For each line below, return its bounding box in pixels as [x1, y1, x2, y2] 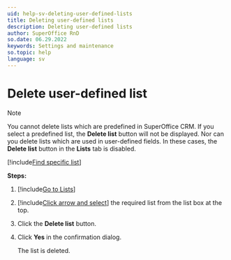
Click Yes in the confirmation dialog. [17, 233, 122, 241]
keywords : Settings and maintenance [7, 43, 114, 49]
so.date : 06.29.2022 [7, 36, 68, 43]
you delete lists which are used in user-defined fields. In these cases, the [7, 137, 218, 145]
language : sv [7, 56, 45, 63]
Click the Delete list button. [17, 219, 96, 227]
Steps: [7, 171, 27, 180]
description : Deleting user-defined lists [7, 23, 133, 30]
